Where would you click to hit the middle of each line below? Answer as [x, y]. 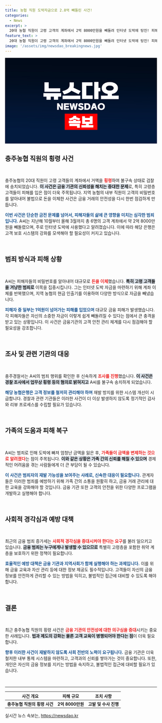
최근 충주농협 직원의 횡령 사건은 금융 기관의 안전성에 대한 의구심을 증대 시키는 [77, 630]
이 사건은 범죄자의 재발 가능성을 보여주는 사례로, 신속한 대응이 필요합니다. [73, 475]
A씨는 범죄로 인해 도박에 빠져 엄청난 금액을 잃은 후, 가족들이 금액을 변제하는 [75, 453]
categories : [17, 15]
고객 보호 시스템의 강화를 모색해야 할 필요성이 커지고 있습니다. [63, 233]
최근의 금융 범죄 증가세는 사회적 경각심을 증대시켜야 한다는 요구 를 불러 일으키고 [79, 541]
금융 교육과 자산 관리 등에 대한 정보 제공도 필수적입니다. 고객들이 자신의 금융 [81, 570]
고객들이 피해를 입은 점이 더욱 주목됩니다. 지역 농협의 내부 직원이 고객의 [72, 193]
